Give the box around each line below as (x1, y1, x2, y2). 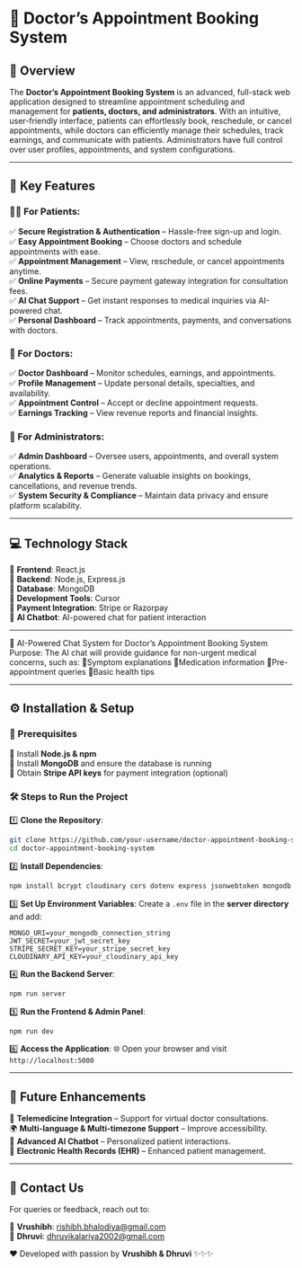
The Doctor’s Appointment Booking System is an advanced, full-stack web (9, 87, 290, 97)
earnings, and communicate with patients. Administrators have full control (9, 135, 283, 145)
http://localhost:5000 (9, 1056, 94, 1066)
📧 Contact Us (9, 1180, 84, 1195)
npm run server (9, 989, 67, 998)
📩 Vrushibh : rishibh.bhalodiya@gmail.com (9, 1221, 166, 1232)
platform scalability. (9, 501, 83, 511)
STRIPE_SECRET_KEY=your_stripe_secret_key (9, 944, 171, 953)
